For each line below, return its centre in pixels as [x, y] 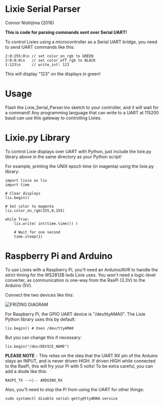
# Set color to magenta [30, 206]
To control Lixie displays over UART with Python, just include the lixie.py [78, 151]
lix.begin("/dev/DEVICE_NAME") [37, 346]
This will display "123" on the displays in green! [53, 74]
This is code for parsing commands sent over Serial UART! [66, 32]
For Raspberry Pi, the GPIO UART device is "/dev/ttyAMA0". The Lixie [75, 314]
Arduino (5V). [19, 285]
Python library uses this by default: [41, 319]
